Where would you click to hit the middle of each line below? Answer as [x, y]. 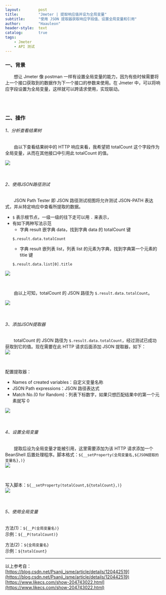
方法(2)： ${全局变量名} [27, 544]
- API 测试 [24, 47]
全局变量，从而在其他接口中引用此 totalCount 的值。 [58, 153]
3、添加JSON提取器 [25, 324]
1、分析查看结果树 [23, 131]
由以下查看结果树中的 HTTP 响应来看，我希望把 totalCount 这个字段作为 [87, 147]
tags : [11, 38]
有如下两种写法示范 [32, 223]
